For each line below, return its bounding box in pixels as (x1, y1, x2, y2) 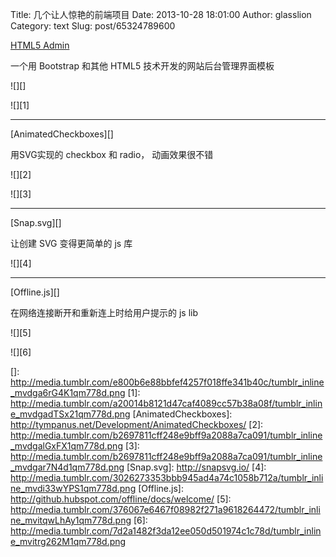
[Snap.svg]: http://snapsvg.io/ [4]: (126, 461, 267, 473)
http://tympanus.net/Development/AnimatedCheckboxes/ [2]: (10, 419, 264, 430)
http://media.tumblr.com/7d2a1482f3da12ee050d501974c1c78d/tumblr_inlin (10, 525, 322, 537)
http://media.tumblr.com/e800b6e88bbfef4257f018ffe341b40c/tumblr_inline (10, 376, 325, 388)
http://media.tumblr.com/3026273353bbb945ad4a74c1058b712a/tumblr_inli (10, 472, 324, 483)
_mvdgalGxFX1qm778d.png (10, 440, 123, 452)
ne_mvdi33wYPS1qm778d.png (10, 483, 137, 494)
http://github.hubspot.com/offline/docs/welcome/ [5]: (10, 493, 232, 505)
